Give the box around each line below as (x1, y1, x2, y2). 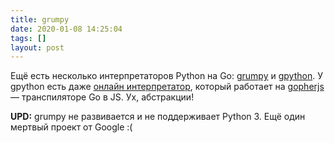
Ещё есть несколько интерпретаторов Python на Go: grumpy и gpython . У (10, 70, 323, 82)
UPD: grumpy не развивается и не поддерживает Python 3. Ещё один (10, 111, 306, 123)
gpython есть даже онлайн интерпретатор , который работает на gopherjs (10, 81, 325, 93)
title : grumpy (10, 14, 70, 25)
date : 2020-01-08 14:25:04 (10, 24, 123, 34)
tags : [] (10, 33, 47, 43)
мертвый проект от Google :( (10, 121, 133, 133)
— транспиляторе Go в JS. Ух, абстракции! (10, 91, 195, 103)
